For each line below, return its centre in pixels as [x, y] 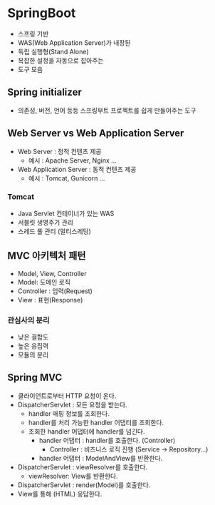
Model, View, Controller [52, 273]
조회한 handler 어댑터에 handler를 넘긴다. [86, 431]
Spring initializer [44, 92]
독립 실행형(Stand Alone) [53, 51]
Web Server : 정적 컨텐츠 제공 [59, 151]
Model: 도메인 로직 [44, 282]
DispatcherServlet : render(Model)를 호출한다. [84, 485]
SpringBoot [42, 13]
